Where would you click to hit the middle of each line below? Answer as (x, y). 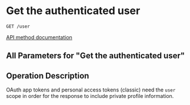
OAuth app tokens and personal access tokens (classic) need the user (91, 90)
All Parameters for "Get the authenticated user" (96, 56)
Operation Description (48, 75)
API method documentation (39, 37)
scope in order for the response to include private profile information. (90, 96)
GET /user (18, 26)
